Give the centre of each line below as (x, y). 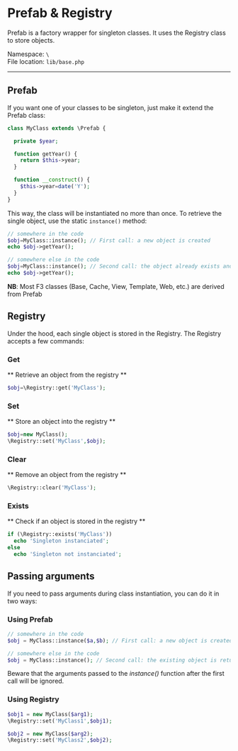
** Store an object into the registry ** (61, 422)
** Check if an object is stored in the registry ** (76, 521)
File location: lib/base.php (46, 61)
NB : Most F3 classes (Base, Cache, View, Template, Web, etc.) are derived (116, 286)
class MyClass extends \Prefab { (57, 128)
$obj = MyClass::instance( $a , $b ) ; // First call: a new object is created (120, 640)
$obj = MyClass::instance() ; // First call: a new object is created (109, 240)
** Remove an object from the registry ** (67, 475)
